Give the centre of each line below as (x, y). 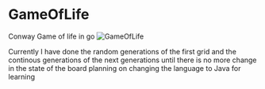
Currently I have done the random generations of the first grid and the (122, 51)
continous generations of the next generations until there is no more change (132, 60)
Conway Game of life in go (52, 36)
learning (22, 76)
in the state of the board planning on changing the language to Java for (125, 68)
